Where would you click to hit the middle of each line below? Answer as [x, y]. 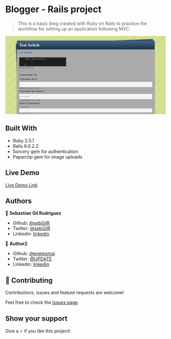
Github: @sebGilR [31, 223]
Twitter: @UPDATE [32, 259]
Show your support [36, 318]
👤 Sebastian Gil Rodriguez [33, 213]
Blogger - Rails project [53, 9]
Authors [19, 201]
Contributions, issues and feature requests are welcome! [65, 293]
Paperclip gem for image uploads [47, 157]
